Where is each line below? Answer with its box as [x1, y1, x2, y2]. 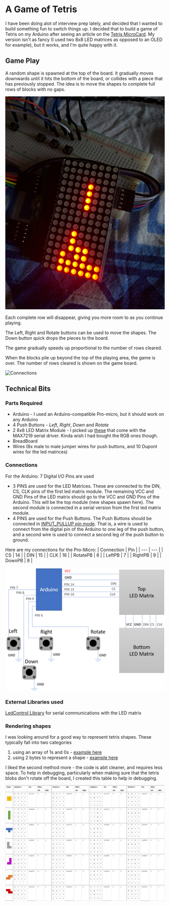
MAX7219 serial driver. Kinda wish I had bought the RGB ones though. [12, 432, 158, 439]
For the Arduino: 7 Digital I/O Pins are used [5, 473, 94, 479]
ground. [12, 536, 29, 543]
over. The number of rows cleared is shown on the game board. [5, 360, 138, 366]
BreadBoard [12, 438, 38, 444]
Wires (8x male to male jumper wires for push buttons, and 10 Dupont [12, 444, 158, 450]
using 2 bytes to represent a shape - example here [12, 754, 118, 761]
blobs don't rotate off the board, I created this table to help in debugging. [5, 775, 158, 781]
